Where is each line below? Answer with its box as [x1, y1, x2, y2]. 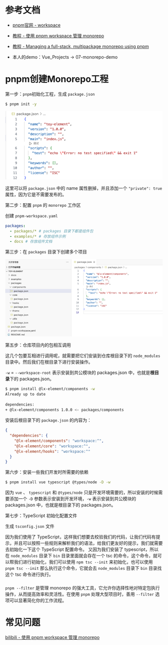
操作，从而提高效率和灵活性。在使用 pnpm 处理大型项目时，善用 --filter [5, 591, 154, 597]
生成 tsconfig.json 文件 [5, 523, 54, 529]
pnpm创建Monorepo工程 [5, 74, 109, 85]
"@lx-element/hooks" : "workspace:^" [14, 449, 91, 454]
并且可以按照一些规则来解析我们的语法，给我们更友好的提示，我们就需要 [13, 540, 163, 546]
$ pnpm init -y [5, 101, 37, 107]
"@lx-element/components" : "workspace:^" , [14, 438, 104, 443]
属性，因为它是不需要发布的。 [5, 191, 66, 197]
